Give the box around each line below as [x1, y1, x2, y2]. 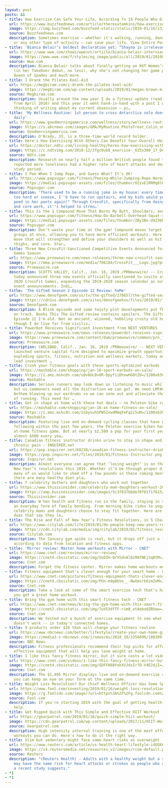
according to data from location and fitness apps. [14, 541, 124, 546]
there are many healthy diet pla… [14, 475, 86, 481]
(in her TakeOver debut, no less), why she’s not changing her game [14, 68, 160, 74]
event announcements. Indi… [14, 283, 72, 289]
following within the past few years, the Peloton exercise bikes [14, 424, 155, 429]
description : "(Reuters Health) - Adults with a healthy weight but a [9, 756, 160, 761]
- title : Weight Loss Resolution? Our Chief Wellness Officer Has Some [5, 681, 157, 686]
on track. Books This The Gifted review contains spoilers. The [14, 312, 151, 317]
